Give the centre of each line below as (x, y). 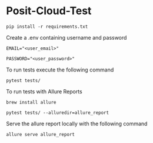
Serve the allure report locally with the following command (77, 123)
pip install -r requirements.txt (47, 27)
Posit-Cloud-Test (49, 11)
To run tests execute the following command (60, 70)
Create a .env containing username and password (66, 37)
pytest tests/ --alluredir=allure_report (58, 113)
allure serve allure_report (41, 134)
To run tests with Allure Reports (44, 91)
